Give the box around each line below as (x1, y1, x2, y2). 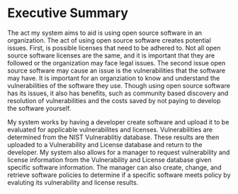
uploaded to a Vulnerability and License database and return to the (7, 140, 203, 149)
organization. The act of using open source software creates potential (7, 36, 211, 44)
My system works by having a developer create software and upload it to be (7, 117, 229, 126)
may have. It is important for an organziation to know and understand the (7, 73, 220, 82)
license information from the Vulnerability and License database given (7, 155, 212, 164)
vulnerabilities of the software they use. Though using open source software (7, 81, 230, 90)
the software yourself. (7, 104, 72, 112)
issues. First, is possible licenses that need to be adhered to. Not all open (7, 43, 221, 52)
